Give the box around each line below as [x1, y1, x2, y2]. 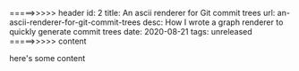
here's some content [9, 53, 86, 63]
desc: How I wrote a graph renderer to [142, 17, 284, 28]
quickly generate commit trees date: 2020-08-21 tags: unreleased [9, 27, 252, 36]
